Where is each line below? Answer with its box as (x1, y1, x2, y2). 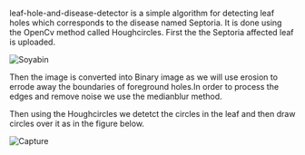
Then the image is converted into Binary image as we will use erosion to (9, 72, 279, 82)
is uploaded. (9, 36, 56, 47)
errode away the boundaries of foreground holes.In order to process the (9, 82, 280, 92)
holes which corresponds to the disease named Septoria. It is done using (9, 17, 282, 28)
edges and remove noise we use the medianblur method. (9, 91, 222, 102)
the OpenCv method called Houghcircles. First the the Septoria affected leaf (9, 27, 294, 37)
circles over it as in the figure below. (9, 118, 145, 129)
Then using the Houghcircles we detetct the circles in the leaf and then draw (9, 109, 296, 119)
